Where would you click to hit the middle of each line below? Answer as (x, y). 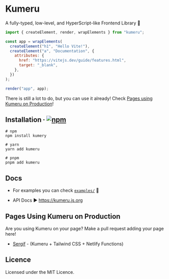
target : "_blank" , (38, 65)
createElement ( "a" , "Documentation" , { (52, 51)
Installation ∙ (25, 119)
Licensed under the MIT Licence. (40, 272)
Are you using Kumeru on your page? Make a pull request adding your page (84, 229)
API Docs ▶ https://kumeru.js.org (48, 200)
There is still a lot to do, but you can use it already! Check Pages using (79, 98)
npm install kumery (26, 136)
